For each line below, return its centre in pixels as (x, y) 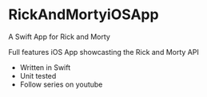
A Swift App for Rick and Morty (59, 37)
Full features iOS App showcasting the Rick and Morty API (104, 52)
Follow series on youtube (61, 84)
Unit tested (38, 76)
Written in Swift (45, 67)
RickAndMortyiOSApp (84, 15)
